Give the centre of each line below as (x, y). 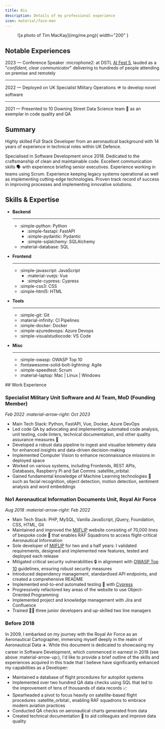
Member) (16, 403)
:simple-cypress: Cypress (53, 281)
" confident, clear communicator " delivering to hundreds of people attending (82, 68)
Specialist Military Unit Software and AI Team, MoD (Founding (80, 397)
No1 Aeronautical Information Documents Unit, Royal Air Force (81, 499)
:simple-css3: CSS (38, 286)
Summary (20, 130)
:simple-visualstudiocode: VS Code (55, 336)
